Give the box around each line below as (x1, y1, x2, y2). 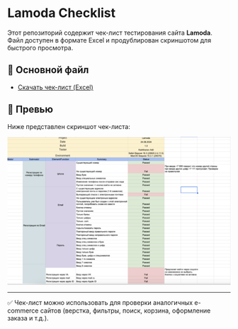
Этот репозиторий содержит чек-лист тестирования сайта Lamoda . (7, 28, 212, 37)
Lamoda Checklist (7, 5, 116, 21)
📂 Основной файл (7, 64, 89, 76)
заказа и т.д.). (7, 313, 49, 322)
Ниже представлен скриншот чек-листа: (7, 122, 131, 130)
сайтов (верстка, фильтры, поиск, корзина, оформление (40, 306, 211, 315)
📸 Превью (7, 104, 53, 116)
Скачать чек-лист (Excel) (17, 83, 93, 91)
